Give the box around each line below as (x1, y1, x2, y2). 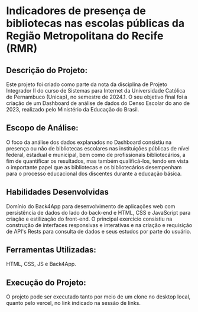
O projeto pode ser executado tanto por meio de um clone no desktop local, (6, 293, 191, 300)
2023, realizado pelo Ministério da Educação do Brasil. (6, 106, 139, 113)
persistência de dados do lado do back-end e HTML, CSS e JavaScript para (6, 209, 191, 216)
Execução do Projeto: (6, 277, 87, 287)
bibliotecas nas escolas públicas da (6, 17, 185, 30)
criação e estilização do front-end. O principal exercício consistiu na (6, 215, 173, 222)
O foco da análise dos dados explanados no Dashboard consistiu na (6, 139, 172, 146)
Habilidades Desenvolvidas (6, 187, 109, 197)
